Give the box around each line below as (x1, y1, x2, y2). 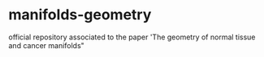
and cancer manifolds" (8, 40, 85, 50)
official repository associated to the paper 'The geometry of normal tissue (8, 32, 256, 42)
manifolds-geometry (8, 6, 152, 24)
